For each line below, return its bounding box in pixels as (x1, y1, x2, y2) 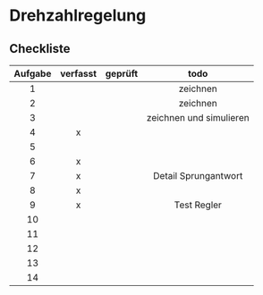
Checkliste (9, 41, 71, 56)
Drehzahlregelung (9, 5, 147, 26)
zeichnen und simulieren (146, 112, 250, 123)
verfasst (59, 68, 97, 80)
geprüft (105, 68, 139, 80)
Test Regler (174, 198, 222, 211)
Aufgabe (13, 68, 52, 80)
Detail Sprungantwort (153, 170, 243, 181)
